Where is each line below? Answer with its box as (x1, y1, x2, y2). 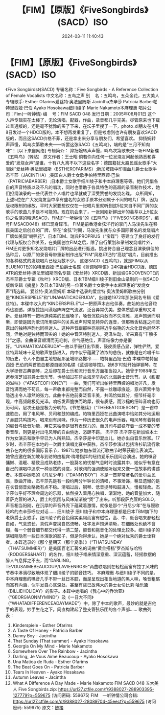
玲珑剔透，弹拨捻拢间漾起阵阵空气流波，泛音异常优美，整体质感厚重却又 (5, 306, 151, 312)
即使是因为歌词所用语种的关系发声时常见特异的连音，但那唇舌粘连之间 (14, 319, 156, 324)
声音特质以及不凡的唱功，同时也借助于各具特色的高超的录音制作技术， (14, 184, 156, 190)
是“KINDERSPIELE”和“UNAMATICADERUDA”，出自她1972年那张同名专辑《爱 (5, 294, 160, 300)
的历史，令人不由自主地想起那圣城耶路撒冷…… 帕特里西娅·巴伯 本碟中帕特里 (5, 355, 159, 361)
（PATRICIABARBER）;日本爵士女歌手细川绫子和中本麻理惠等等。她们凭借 (5, 178, 154, 184)
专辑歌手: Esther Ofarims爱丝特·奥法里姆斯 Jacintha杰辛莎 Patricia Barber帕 (5, 98, 158, 104)
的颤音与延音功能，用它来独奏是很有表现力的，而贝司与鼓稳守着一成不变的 (5, 423, 156, 429)
